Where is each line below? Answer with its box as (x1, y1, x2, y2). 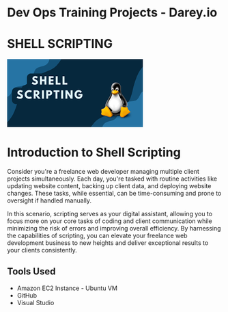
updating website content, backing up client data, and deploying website (7, 182, 212, 190)
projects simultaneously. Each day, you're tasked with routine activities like (7, 174, 217, 183)
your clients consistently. (7, 246, 77, 255)
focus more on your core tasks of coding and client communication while (7, 217, 213, 225)
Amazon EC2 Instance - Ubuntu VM (16, 284, 118, 292)
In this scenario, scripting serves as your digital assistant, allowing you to (7, 210, 213, 218)
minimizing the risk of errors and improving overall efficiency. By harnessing (7, 224, 221, 233)
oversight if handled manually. (7, 196, 92, 205)
